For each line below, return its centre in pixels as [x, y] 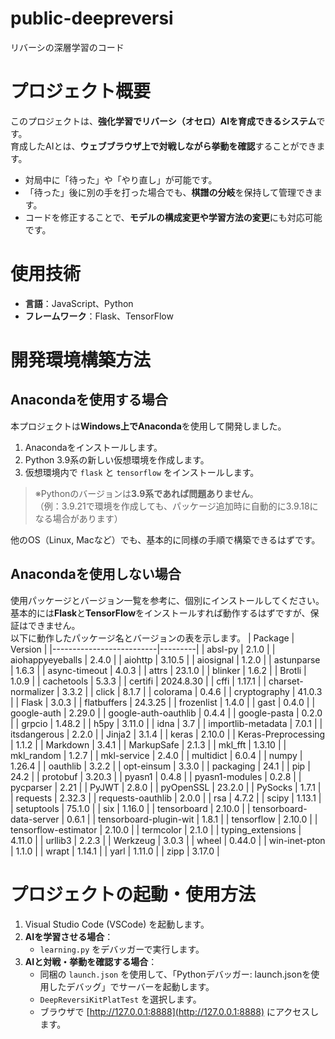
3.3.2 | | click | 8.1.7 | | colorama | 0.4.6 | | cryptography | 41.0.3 [192, 691]
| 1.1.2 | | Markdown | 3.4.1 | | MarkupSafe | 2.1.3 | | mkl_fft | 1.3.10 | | [148, 744]
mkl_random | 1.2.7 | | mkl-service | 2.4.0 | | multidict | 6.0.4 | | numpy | [156, 755]
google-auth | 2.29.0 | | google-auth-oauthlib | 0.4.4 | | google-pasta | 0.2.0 [166, 713]
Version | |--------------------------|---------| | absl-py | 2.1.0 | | [143, 649]
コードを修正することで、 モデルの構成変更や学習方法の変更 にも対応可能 [173, 217]
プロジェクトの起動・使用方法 [133, 894]
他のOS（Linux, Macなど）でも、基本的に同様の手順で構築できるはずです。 [165, 539]
